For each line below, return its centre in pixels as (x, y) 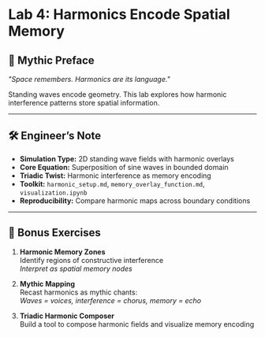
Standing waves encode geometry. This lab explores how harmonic (118, 94)
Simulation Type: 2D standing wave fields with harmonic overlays (127, 158)
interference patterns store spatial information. (84, 103)
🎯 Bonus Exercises (54, 233)
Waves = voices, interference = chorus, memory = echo (110, 300)
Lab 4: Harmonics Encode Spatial (119, 15)
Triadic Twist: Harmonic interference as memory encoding (115, 176)
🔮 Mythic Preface (51, 60)
